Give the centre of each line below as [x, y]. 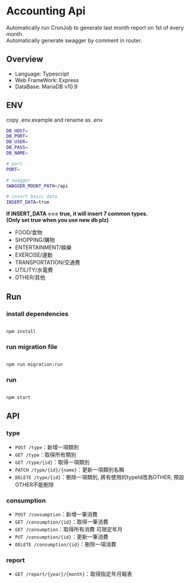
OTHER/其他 [30, 278]
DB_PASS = [17, 148]
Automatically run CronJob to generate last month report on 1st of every [95, 28]
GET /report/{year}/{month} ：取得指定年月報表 [73, 574]
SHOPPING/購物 [35, 240]
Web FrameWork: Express [47, 80]
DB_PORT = [17, 136]
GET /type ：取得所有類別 [46, 455]
